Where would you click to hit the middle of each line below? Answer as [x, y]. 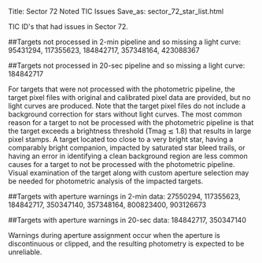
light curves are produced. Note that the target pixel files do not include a [127, 106]
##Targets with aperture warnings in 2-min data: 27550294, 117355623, [125, 196]
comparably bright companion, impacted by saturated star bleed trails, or [127, 148]
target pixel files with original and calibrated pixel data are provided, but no [129, 97]
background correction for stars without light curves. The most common [125, 114]
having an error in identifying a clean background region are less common [128, 156]
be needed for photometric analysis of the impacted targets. [106, 181]
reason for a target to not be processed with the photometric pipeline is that [131, 122]
